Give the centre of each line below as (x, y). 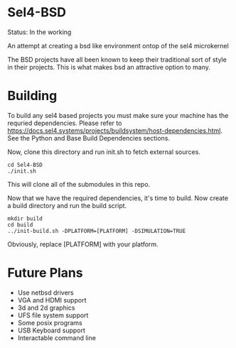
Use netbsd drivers (45, 293)
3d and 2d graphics (46, 308)
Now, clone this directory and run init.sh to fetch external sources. (104, 152)
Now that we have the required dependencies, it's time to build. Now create (118, 198)
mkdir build (25, 218)
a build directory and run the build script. (67, 205)
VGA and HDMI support (52, 300)
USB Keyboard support (51, 330)
